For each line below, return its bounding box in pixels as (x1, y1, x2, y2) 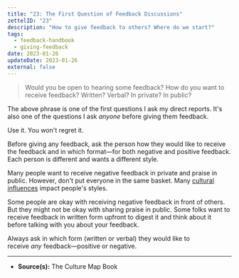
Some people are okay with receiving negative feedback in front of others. (7, 197, 225, 206)
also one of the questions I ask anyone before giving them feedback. (7, 112, 209, 120)
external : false (7, 63, 55, 71)
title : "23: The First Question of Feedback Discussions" (7, 10, 183, 18)
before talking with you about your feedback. (7, 220, 139, 229)
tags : (7, 30, 23, 38)
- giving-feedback (14, 43, 69, 51)
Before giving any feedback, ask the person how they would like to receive (7, 140, 226, 148)
